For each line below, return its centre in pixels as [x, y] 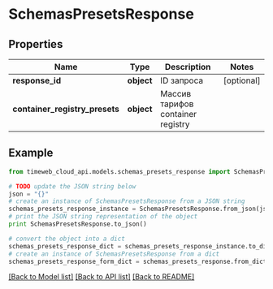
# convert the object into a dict [67, 239]
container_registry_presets [66, 109]
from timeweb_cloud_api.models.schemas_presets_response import [119, 171]
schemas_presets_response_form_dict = [74, 261]
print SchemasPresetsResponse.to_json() [78, 224]
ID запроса [182, 80]
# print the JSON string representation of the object [103, 217]
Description [188, 67]
